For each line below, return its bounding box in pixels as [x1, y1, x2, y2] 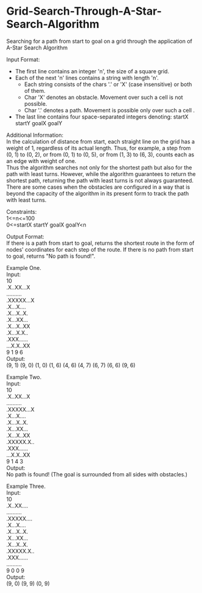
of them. [24, 87, 46, 94]
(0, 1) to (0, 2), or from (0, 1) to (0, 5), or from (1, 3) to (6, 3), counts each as [6, 151, 195, 158]
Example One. [6, 264, 41, 271]
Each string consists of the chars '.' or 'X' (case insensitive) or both [24, 81, 192, 88]
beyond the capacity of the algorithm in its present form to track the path [6, 189, 189, 197]
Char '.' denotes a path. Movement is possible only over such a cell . [24, 106, 195, 114]
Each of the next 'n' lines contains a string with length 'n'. [15, 74, 159, 81]
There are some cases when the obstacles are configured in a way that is [6, 183, 190, 191]
